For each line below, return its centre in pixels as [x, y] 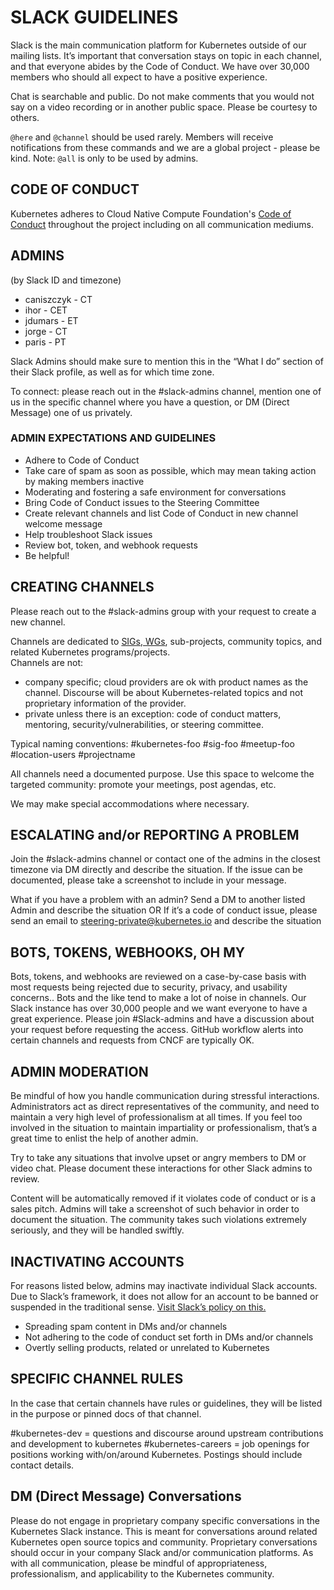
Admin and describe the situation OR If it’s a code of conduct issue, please [164, 910]
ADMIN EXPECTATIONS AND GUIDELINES [113, 438]
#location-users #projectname [73, 754]
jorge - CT [46, 331]
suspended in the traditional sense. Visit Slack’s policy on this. [138, 1307]
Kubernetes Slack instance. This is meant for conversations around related [164, 1531]
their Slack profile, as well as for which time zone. [112, 372]
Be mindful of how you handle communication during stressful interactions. [165, 1096]
